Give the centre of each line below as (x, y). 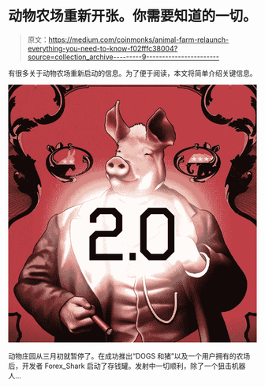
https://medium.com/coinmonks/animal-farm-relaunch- (139, 39)
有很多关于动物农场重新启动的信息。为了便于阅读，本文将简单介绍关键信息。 (132, 73)
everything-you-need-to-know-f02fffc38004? (103, 48)
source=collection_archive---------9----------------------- (123, 57)
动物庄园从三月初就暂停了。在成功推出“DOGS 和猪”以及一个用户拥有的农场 (129, 356)
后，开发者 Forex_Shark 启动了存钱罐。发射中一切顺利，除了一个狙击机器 (127, 366)
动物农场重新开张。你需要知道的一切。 (133, 16)
